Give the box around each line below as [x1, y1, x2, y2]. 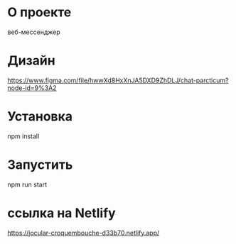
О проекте [7, 4, 72, 21]
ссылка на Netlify [7, 205, 116, 221]
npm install [7, 132, 40, 140]
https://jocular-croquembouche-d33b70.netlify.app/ [7, 228, 160, 237]
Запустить [7, 157, 73, 172]
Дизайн [7, 52, 55, 69]
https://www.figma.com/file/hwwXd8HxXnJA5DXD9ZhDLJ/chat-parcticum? [7, 76, 229, 84]
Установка [7, 109, 73, 125]
